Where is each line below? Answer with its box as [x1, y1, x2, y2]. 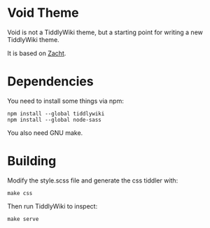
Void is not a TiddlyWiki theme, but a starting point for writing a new [7, 28, 203, 36]
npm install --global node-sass [7, 116, 101, 123]
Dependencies [7, 73, 94, 90]
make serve [7, 215, 39, 222]
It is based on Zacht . [7, 49, 66, 57]
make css [7, 190, 33, 197]
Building [7, 153, 57, 169]
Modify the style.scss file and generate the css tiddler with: [7, 176, 178, 185]
